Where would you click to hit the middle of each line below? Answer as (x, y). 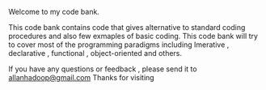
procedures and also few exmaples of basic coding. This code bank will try (133, 36)
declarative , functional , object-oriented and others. (95, 53)
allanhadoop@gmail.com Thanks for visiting (82, 77)
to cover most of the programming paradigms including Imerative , (119, 45)
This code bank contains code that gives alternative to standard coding (127, 27)
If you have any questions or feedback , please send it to (103, 69)
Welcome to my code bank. (54, 12)
